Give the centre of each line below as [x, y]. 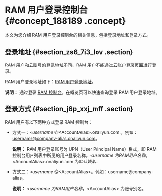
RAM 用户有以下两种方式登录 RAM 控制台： [49, 122]
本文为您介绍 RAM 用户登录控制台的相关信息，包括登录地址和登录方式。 [78, 35]
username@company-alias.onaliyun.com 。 [56, 138]
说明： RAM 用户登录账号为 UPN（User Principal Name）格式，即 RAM [84, 149]
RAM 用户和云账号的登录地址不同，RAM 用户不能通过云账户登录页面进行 [79, 65]
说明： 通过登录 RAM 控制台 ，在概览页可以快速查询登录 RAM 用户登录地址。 [82, 92]
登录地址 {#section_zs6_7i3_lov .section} [69, 52]
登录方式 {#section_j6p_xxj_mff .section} [69, 109]
